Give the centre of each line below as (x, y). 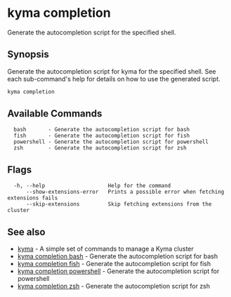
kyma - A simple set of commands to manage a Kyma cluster (106, 249)
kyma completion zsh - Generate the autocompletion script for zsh (114, 286)
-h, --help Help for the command (92, 186)
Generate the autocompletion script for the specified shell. (92, 32)
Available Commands (55, 114)
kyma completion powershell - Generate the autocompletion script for (118, 271)
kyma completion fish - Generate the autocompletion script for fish (114, 264)
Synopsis (28, 54)
